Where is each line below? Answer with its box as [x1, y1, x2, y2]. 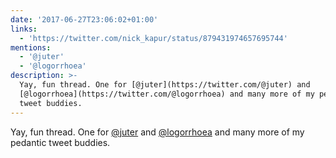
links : [10, 24, 38, 34]
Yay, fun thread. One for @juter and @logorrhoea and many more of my [10, 126, 305, 138]
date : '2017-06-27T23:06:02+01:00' [10, 14, 159, 25]
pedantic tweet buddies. [10, 136, 111, 148]
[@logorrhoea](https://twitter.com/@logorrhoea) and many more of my [19, 89, 315, 99]
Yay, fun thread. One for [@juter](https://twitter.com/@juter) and [19, 80, 311, 90]
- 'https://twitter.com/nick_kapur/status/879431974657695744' [19, 33, 288, 43]
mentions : [10, 42, 52, 53]
